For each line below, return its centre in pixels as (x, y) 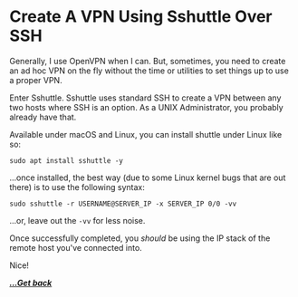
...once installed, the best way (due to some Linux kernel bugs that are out (148, 177)
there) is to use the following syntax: (77, 187)
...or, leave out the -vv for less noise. (77, 220)
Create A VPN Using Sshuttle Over (141, 17)
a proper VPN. (36, 80)
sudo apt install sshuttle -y (67, 160)
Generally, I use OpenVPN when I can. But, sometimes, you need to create (148, 61)
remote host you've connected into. (76, 247)
